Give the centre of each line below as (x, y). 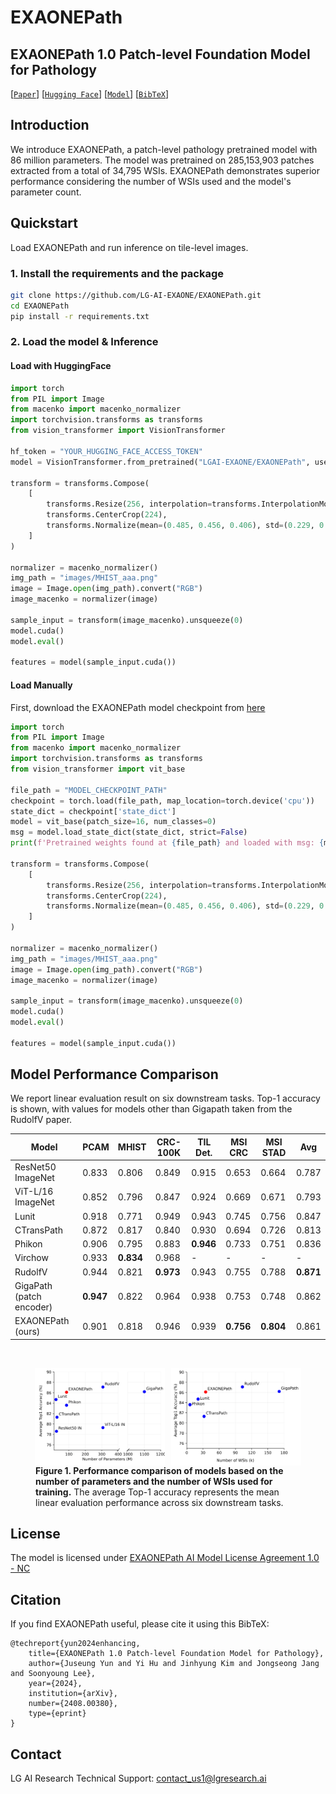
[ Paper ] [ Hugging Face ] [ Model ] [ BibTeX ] (90, 94)
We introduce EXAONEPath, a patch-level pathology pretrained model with (164, 149)
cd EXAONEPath (40, 306)
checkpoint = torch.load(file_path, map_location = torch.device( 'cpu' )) (162, 801)
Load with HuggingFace (61, 366)
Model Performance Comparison (114, 1074)
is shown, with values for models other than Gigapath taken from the (151, 1109)
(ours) (27, 1332)
